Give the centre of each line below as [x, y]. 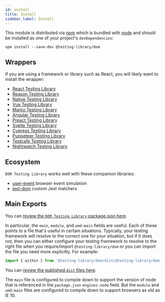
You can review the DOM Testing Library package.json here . [66, 216]
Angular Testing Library [36, 115]
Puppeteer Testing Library [39, 136]
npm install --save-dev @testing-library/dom [52, 47]
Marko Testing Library [35, 110]
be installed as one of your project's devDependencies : [59, 38]
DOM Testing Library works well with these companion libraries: [70, 174]
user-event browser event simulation [49, 183]
